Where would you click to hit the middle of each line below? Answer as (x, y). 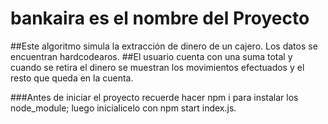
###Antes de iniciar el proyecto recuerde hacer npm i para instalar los (154, 97)
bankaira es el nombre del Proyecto (160, 18)
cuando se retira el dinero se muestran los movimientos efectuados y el (157, 67)
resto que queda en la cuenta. (72, 78)
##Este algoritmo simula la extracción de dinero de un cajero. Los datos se (164, 46)
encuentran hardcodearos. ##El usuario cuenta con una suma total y (151, 56)
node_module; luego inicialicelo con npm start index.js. (123, 108)
